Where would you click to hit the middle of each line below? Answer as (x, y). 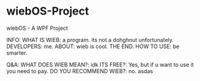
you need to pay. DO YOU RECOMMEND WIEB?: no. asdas (80, 71)
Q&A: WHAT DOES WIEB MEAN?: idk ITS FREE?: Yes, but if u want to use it (100, 65)
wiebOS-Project (48, 11)
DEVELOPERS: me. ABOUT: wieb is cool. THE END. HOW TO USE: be (93, 46)
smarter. (17, 52)
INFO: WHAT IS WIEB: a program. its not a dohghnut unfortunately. (90, 40)
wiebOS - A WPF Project (37, 28)
